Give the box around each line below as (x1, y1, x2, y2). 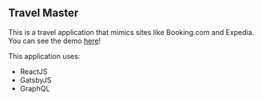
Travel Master (8, 6, 79, 20)
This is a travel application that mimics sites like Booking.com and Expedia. (8, 27, 255, 37)
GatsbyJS (19, 75, 52, 84)
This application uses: (8, 51, 81, 60)
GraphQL (19, 84, 50, 93)
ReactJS (19, 67, 48, 76)
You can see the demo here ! (8, 36, 101, 45)
